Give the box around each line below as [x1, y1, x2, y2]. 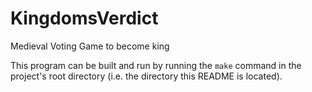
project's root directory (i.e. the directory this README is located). [10, 70, 283, 82]
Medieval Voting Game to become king [10, 40, 170, 52]
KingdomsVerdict [10, 7, 159, 30]
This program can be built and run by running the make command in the [10, 59, 302, 71]
